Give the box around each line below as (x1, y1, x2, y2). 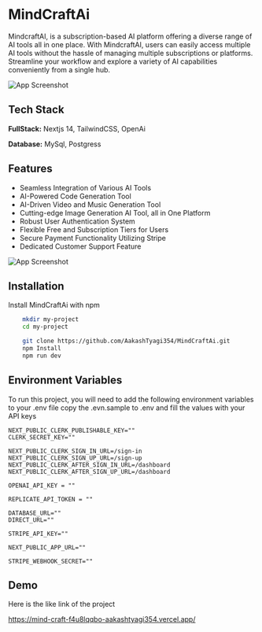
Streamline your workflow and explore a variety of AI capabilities (8, 57, 218, 66)
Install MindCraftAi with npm (8, 301, 100, 310)
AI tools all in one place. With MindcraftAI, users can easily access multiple (8, 39, 251, 49)
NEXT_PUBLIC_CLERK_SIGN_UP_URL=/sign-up (8, 454, 143, 462)
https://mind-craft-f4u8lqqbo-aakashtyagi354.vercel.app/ (8, 615, 196, 624)
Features (8, 162, 53, 176)
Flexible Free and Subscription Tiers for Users (19, 224, 169, 234)
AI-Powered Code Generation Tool (19, 191, 131, 201)
